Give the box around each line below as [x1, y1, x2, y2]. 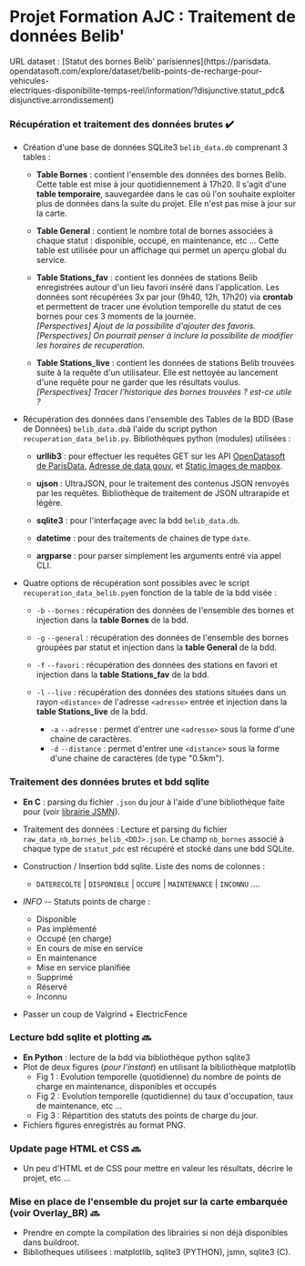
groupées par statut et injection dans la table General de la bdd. [36, 642, 278, 653]
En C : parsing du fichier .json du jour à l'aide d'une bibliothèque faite [22, 796, 285, 807]
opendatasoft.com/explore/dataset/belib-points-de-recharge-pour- [9, 66, 262, 76]
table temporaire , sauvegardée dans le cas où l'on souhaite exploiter [36, 188, 296, 199]
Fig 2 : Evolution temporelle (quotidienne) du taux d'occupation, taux [36, 1090, 294, 1101]
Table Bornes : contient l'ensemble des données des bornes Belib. [36, 169, 287, 180]
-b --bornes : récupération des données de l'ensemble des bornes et [36, 605, 294, 616]
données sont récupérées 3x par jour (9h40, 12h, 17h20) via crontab [36, 291, 293, 302]
